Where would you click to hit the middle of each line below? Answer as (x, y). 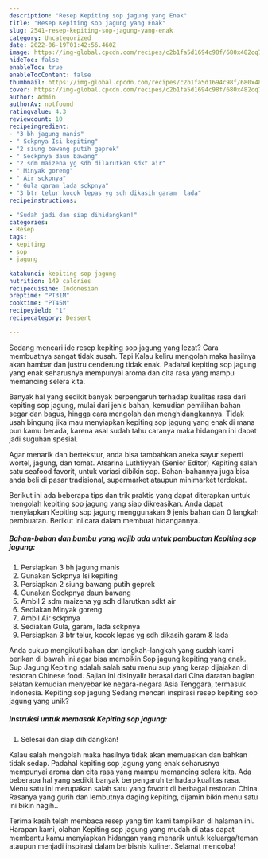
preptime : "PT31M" (39, 296)
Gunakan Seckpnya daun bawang (76, 593)
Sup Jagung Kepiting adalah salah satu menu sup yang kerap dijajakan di (129, 667)
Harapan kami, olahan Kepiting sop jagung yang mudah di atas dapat (122, 829)
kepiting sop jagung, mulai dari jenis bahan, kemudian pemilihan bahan (125, 405)
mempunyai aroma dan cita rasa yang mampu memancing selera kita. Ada (130, 772)
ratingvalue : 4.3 (38, 112)
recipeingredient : (39, 126)
